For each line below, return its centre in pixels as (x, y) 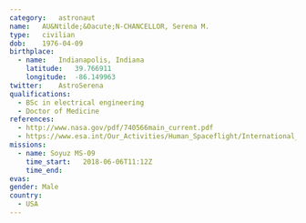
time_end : (45, 170)
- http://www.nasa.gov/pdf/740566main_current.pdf (116, 128)
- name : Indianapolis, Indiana (81, 60)
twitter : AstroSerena (56, 86)
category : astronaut (52, 18)
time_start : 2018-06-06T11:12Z (89, 162)
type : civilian (42, 35)
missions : (28, 145)
